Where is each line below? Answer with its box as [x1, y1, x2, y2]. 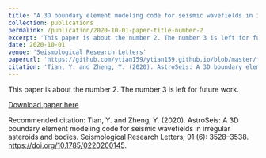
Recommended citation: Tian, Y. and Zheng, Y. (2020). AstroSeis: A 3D [8, 115, 239, 125]
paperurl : [8, 56, 41, 64]
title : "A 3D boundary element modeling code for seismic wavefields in [8, 11, 253, 20]
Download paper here [8, 100, 79, 109]
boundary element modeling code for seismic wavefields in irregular [8, 123, 231, 133]
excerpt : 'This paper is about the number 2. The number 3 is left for [8, 33, 249, 42]
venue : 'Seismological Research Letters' [8, 48, 147, 56]
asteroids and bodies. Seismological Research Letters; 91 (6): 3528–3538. [8, 132, 249, 141]
